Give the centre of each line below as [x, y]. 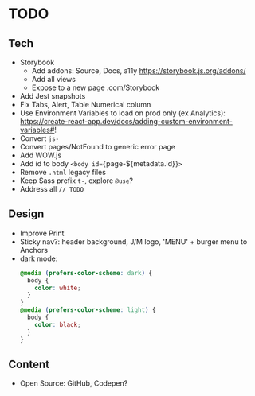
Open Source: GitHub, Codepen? [74, 383]
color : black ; [58, 324]
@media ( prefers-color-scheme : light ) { [88, 310]
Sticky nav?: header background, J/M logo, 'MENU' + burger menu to [133, 241]
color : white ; [58, 288]
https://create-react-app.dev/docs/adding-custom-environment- [126, 121]
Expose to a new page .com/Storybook [96, 87]
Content [29, 364]
